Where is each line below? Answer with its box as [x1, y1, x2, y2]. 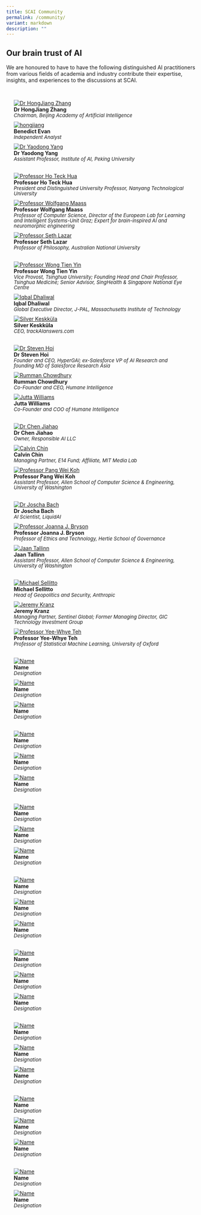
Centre [14, 284, 30, 291]
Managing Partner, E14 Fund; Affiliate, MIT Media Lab [14, 457, 137, 464]
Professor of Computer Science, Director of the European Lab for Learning [14, 212, 186, 219]
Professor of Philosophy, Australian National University [14, 244, 140, 251]
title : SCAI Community [6, 8, 63, 15]
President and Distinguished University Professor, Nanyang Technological [14, 185, 184, 192]
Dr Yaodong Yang [14, 150, 58, 157]
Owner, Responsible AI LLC [14, 435, 76, 442]
